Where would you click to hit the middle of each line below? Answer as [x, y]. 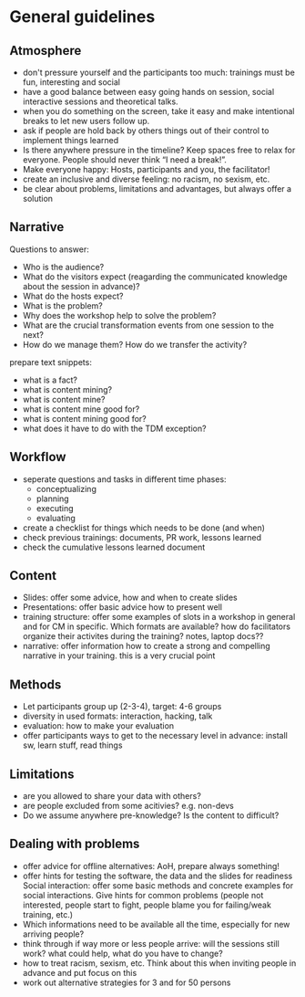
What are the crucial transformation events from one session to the [148, 325]
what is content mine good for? [81, 409]
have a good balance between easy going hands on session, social [148, 92]
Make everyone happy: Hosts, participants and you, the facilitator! [146, 169]
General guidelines [82, 17]
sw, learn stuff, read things [72, 745]
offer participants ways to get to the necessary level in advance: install [155, 736]
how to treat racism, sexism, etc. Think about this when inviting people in [159, 963]
